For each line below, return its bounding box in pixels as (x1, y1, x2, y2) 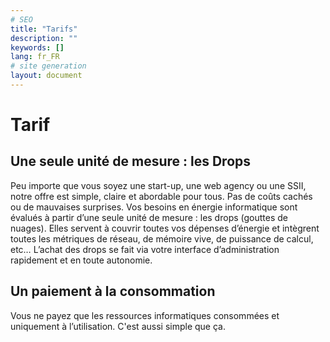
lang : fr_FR (10, 52, 60, 62)
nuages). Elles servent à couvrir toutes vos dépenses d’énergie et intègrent (10, 222, 320, 234)
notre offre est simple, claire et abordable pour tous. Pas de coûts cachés (10, 190, 313, 202)
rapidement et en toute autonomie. (10, 254, 153, 266)
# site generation (10, 61, 87, 71)
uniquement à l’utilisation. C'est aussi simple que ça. (10, 320, 226, 332)
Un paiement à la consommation (10, 283, 216, 300)
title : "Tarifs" (10, 24, 78, 34)
